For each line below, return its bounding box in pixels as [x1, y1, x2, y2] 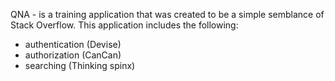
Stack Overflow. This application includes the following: [10, 19, 239, 31]
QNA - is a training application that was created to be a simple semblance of [10, 9, 325, 20]
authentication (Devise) [24, 39, 122, 50]
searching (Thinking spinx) [24, 60, 136, 71]
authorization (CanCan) [24, 49, 122, 61]
